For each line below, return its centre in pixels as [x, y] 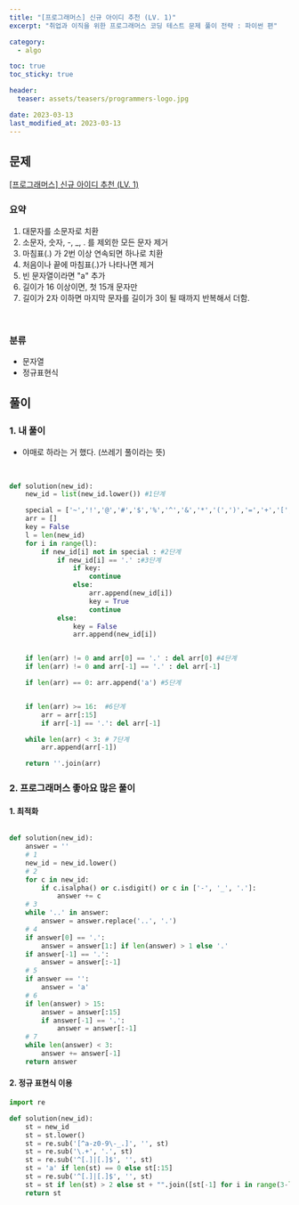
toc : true [28, 66]
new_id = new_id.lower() [71, 863]
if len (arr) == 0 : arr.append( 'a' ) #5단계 [103, 683]
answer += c [79, 896]
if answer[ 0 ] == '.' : [65, 937]
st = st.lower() [56, 1135]
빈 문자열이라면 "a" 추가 [64, 275]
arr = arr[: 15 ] [69, 715]
